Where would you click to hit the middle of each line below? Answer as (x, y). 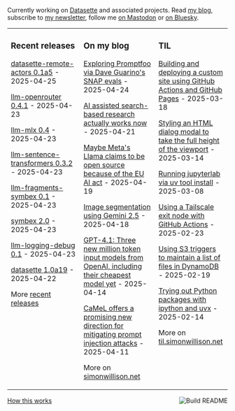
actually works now (115, 123)
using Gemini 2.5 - (115, 215)
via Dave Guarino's (114, 72)
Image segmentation (117, 207)
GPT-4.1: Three (110, 240)
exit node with (181, 215)
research (120, 114)
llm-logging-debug (43, 245)
